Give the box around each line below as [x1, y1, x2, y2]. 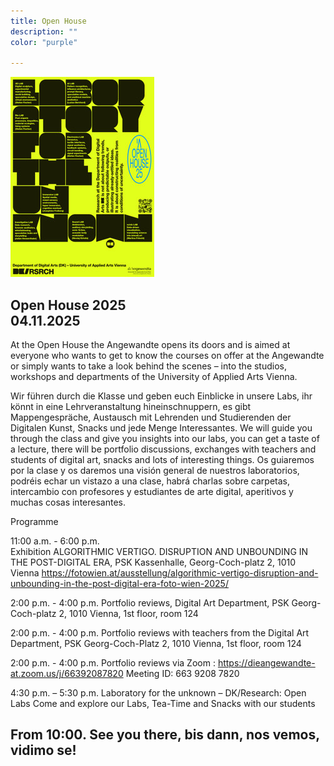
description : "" [10, 26, 78, 37]
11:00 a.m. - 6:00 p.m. [10, 535, 100, 547]
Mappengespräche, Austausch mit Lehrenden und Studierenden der [10, 411, 292, 424]
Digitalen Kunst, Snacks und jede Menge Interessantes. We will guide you [10, 422, 313, 434]
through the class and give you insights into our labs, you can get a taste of [10, 433, 320, 445]
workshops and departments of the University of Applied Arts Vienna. [10, 371, 298, 383]
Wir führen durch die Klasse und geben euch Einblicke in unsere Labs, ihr [10, 390, 313, 402]
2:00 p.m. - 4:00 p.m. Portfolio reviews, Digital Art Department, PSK [10, 597, 290, 609]
